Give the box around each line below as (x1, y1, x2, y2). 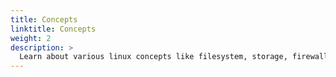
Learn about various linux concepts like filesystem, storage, (19, 52, 288, 62)
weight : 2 (10, 33, 52, 43)
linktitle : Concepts (10, 24, 97, 34)
